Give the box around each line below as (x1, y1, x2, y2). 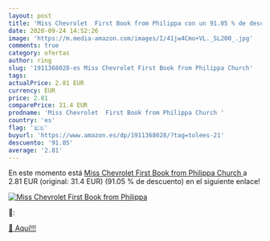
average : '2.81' (8, 146, 63, 154)
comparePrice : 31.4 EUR (8, 101, 88, 109)
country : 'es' (8, 116, 56, 125)
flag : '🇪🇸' (8, 124, 48, 132)
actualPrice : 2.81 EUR (8, 79, 84, 87)
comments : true (8, 42, 59, 50)
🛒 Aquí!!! (8, 223, 37, 233)
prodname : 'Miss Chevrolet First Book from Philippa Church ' (8, 109, 225, 117)
